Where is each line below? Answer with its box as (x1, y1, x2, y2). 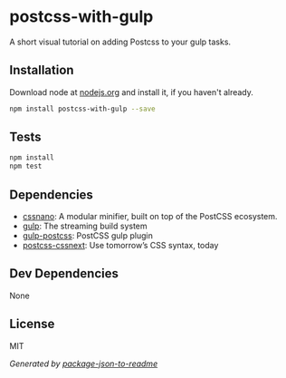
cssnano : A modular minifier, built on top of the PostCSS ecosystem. (22, 211, 278, 221)
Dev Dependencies (9, 266, 119, 282)
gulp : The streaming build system (22, 220, 148, 231)
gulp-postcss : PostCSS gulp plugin (22, 230, 154, 241)
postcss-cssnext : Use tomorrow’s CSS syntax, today (22, 240, 219, 250)
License (9, 316, 55, 332)
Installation (9, 63, 74, 78)
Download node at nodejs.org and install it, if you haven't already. (9, 86, 253, 97)
